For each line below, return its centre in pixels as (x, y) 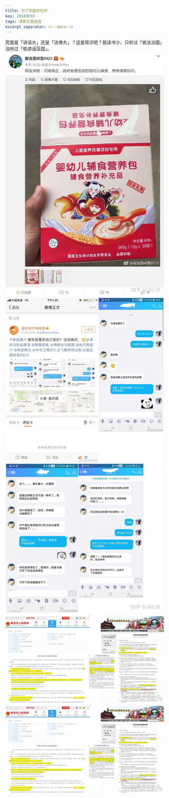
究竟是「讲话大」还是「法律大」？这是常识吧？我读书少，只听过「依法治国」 (85, 43)
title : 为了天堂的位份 (26, 11)
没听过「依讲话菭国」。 (29, 49)
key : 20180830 (20, 16)
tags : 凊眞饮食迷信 (23, 21)
